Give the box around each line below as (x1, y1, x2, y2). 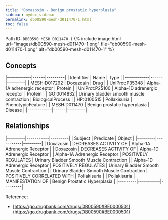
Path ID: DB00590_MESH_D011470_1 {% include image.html (5, 36, 121, 42)
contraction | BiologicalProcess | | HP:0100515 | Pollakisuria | (5, 96, 133, 102)
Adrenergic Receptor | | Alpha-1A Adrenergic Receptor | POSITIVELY (5, 151, 148, 158)
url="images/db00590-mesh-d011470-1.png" (5, 41, 100, 47)
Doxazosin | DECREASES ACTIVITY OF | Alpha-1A (47, 140, 151, 146)
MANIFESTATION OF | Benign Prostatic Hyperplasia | (5, 178, 115, 184)
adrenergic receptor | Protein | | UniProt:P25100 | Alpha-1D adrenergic (11, 85, 158, 91)
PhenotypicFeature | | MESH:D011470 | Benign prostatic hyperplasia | (5, 102, 150, 108)
